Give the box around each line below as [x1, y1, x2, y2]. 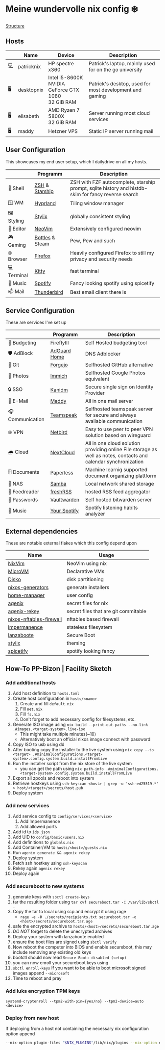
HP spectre [48, 60, 74, 67]
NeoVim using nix [66, 560, 107, 567]
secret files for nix [66, 600, 108, 607]
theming [66, 640, 86, 647]
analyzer [85, 511, 105, 517]
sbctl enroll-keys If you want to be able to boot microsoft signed [12, 965, 146, 971]
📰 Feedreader [8, 488, 40, 495]
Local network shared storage [85, 481, 154, 487]
